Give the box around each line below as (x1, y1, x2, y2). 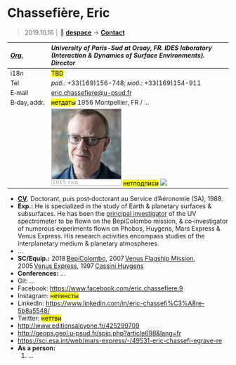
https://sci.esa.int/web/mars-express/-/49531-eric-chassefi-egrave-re (17, 336, 223, 345)
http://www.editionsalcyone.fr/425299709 (17, 321, 140, 330)
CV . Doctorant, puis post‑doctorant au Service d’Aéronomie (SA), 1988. (17, 195, 223, 203)
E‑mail (10, 89, 29, 97)
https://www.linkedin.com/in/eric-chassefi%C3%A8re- (45, 299, 205, 307)
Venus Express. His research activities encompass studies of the (17, 232, 205, 241)
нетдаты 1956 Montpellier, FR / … (51, 98, 150, 107)
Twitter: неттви (17, 314, 62, 323)
